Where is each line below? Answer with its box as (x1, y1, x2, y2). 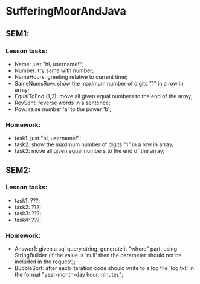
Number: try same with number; (14, 67, 94, 74)
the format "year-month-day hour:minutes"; (14, 271, 123, 279)
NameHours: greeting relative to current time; (14, 73, 128, 80)
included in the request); (14, 258, 76, 265)
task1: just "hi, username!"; (14, 135, 82, 142)
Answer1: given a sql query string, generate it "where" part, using (14, 245, 178, 252)
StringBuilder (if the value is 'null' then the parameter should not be (14, 252, 182, 259)
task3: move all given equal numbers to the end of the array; (14, 147, 165, 155)
